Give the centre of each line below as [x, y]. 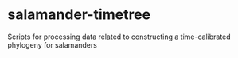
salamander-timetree [79, 15]
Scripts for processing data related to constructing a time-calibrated [119, 37]
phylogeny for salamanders [52, 44]
